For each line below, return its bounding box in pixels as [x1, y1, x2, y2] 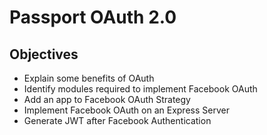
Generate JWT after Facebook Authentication [23, 115, 212, 126]
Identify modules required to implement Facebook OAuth [23, 83, 258, 95]
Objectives [9, 46, 79, 63]
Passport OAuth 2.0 [9, 6, 177, 29]
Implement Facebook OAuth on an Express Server [23, 104, 230, 116]
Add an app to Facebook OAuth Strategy [23, 94, 191, 105]
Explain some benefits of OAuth [23, 72, 155, 84]
